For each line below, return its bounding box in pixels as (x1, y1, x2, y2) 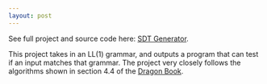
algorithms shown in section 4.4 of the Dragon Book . (8, 66, 184, 76)
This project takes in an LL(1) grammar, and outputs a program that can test (8, 49, 259, 58)
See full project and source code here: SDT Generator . (8, 34, 190, 43)
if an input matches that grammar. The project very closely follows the (8, 58, 241, 67)
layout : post (8, 11, 52, 20)
